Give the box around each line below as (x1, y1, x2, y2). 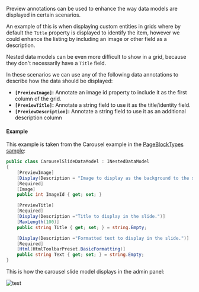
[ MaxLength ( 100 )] (17, 219, 60, 225)
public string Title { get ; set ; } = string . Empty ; (17, 224, 147, 230)
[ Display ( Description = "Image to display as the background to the (17, 175, 190, 181)
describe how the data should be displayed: (6, 77, 113, 84)
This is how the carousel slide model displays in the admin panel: (6, 268, 165, 275)
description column (14, 114, 62, 121)
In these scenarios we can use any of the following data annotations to (6, 71, 179, 78)
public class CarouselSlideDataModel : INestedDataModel (6, 158, 150, 165)
